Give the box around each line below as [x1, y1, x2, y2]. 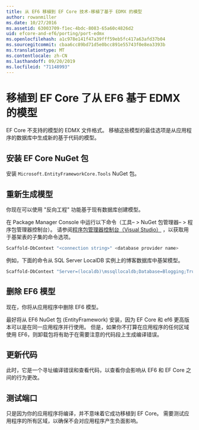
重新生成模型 [6, 189, 53, 199]
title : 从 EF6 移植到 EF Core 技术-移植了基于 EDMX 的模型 [6, 8, 142, 15]
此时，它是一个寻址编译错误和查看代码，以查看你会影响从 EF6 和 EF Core [6, 367, 185, 374]
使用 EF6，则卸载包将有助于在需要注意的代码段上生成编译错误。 [6, 330, 163, 338]
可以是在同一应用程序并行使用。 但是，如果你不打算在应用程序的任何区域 [11, 323, 190, 330]
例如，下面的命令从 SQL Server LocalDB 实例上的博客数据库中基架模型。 [6, 256, 184, 264]
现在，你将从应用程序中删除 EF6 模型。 [6, 303, 102, 310]
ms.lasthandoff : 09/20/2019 [6, 58, 76, 64]
